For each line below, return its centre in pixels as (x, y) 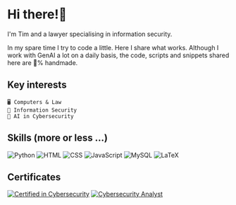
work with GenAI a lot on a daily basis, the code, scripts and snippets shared (118, 55)
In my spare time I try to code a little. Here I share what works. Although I (113, 47)
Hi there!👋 (37, 14)
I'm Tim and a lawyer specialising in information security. (90, 34)
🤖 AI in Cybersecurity (41, 116)
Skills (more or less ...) (57, 138)
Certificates (34, 177)
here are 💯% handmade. (43, 62)
